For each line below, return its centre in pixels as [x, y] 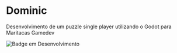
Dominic [27, 11]
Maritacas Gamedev [30, 32]
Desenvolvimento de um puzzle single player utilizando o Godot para [89, 26]
